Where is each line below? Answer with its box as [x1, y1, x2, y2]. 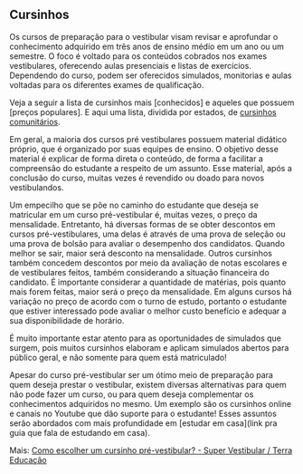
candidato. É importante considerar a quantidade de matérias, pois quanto [9, 276, 287, 287]
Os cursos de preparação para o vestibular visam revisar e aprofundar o [9, 31, 279, 42]
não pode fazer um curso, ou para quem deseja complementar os [9, 389, 254, 400]
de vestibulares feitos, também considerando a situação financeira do [9, 266, 270, 277]
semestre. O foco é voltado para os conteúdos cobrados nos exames [9, 50, 268, 62]
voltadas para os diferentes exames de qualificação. [9, 79, 204, 90]
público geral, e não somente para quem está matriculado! [9, 352, 228, 363]
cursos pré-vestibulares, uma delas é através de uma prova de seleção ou [9, 228, 286, 239]
